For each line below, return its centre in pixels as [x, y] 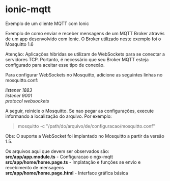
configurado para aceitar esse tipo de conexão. [55, 65]
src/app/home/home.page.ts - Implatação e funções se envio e [73, 162]
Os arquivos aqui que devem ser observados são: [57, 151]
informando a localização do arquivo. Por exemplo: [59, 116]
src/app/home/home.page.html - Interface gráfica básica [67, 173]
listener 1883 [19, 90]
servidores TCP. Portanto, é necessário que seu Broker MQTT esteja [77, 59]
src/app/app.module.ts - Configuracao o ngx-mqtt [59, 157]
